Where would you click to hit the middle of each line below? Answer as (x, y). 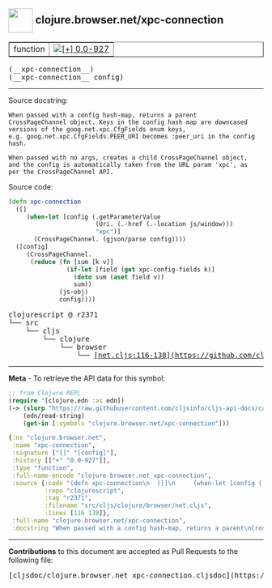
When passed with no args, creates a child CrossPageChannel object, (128, 158)
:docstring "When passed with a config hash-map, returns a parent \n (132, 528)
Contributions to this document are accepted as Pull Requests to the (123, 551)
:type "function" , (43, 468)
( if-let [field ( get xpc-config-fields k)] (141, 269)
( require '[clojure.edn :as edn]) (67, 401)
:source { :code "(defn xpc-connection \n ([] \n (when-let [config (133, 483)
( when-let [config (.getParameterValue (93, 217)
